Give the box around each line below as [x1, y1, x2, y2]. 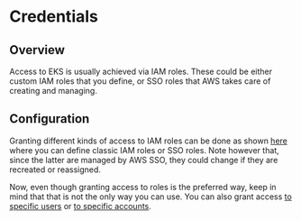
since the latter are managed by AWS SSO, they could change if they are [9, 154, 278, 165]
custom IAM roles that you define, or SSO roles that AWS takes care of [9, 76, 271, 87]
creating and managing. [9, 86, 97, 96]
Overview [9, 42, 66, 58]
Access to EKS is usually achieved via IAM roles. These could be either [9, 66, 273, 77]
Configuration [9, 111, 90, 127]
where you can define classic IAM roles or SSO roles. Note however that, [9, 144, 279, 155]
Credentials [9, 6, 99, 27]
